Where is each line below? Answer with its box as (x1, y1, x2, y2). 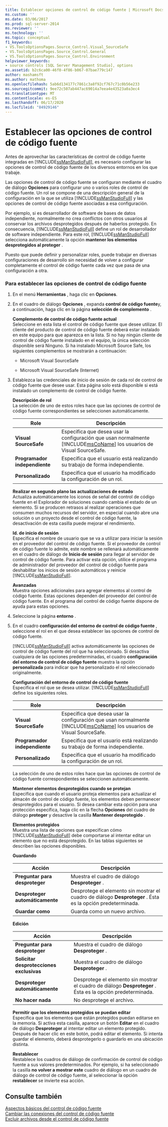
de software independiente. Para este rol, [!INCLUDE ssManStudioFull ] (5, 231, 149, 237)
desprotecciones (14, 962, 56, 969)
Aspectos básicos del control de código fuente (5, 1106, 101, 1112)
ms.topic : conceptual (5, 35, 50, 40)
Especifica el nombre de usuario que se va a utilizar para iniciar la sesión (12, 535, 162, 541)
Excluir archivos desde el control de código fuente (5, 1116, 109, 1122)
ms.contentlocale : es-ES (5, 95, 57, 100)
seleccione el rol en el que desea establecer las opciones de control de (12, 628, 159, 634)
